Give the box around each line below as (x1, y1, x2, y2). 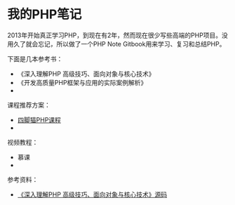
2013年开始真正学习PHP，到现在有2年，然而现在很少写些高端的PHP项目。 (7, 31, 222, 39)
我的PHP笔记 (7, 6, 82, 22)
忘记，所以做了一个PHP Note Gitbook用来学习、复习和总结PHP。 (37, 39, 226, 48)
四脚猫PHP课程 (17, 115, 62, 124)
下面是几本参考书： (7, 54, 63, 63)
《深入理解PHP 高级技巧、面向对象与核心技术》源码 (17, 190, 168, 199)
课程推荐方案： (7, 100, 51, 109)
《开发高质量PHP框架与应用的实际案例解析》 (17, 78, 147, 86)
